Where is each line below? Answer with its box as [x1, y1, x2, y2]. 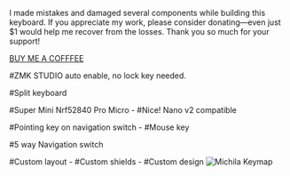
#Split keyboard [9, 88, 67, 98]
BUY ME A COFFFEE [9, 53, 84, 63]
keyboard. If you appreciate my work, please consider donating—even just [9, 17, 281, 28]
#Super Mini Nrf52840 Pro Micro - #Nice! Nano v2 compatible [9, 105, 237, 115]
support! [9, 36, 41, 46]
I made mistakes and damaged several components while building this [9, 8, 266, 18]
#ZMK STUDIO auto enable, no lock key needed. [9, 70, 186, 81]
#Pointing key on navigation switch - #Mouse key [9, 122, 190, 132]
